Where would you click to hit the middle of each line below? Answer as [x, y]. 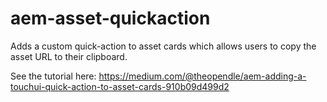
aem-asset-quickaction [110, 18]
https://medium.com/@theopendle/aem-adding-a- [202, 76]
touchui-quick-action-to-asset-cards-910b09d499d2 [120, 86]
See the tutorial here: [53, 76]
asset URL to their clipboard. [69, 56]
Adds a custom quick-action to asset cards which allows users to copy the [163, 46]
